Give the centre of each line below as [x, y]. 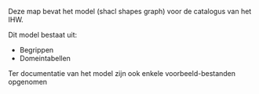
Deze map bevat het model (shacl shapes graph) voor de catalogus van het [130, 11]
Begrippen [36, 50]
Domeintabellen [45, 58]
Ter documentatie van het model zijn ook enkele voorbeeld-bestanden [122, 73]
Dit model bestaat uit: [43, 35]
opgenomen [28, 82]
